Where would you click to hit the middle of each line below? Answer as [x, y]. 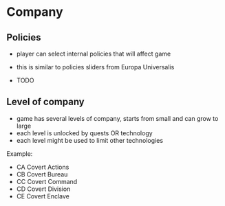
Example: [20, 153]
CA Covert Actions [43, 167]
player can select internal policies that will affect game [94, 54]
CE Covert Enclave [43, 196]
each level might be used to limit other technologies [89, 140]
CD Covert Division [43, 189]
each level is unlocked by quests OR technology [84, 133]
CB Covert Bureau [42, 174]
